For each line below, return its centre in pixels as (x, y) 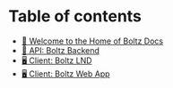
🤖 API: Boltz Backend (61, 50)
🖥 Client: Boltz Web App (65, 74)
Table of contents (75, 16)
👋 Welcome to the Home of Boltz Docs (92, 41)
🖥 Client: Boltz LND (56, 60)
